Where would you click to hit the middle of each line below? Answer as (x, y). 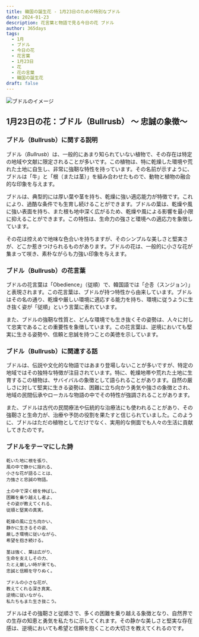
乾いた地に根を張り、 (28, 461)
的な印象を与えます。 (32, 184)
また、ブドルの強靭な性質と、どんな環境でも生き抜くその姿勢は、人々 (92, 319)
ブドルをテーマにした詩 (40, 447)
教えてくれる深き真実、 (30, 589)
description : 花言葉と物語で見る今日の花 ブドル (60, 23)
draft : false (22, 84)
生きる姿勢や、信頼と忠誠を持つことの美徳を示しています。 (89, 334)
